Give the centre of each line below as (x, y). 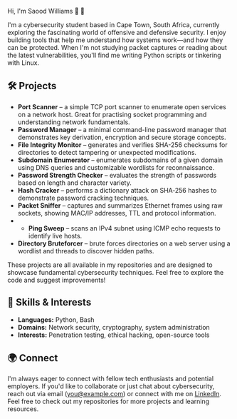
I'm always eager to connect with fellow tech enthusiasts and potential (111, 379)
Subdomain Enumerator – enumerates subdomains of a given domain (120, 160)
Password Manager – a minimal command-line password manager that (122, 129)
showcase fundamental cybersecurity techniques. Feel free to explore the (116, 272)
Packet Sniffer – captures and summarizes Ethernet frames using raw (120, 205)
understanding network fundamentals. (74, 122)
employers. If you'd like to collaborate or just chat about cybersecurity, (111, 386)
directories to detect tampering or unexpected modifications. (107, 152)
